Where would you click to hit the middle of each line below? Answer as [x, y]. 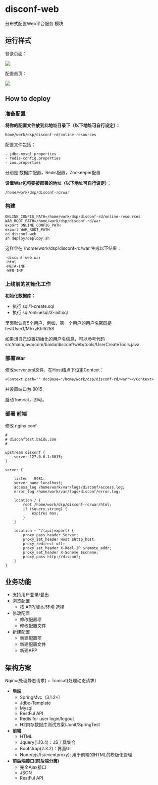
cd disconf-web [21, 234]
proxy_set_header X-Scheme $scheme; [61, 552]
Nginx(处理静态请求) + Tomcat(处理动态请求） [52, 681]
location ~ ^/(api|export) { [44, 531]
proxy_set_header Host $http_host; [60, 539]
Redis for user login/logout [47, 719]
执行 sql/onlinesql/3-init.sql [40, 313]
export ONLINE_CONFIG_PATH [33, 225]
